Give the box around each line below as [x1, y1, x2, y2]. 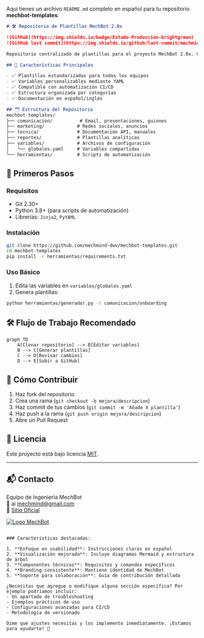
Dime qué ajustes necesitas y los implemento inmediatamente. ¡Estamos [6, 620, 191, 626]
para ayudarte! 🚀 [6, 625, 50, 631]
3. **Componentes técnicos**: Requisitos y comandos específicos [6, 561, 175, 568]
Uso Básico [6, 268, 41, 276]
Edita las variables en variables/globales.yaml [15, 282, 133, 289]
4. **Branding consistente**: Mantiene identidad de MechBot [6, 567, 165, 573]
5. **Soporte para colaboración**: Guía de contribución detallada [6, 572, 181, 578]
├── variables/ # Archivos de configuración [6, 140, 151, 146]
